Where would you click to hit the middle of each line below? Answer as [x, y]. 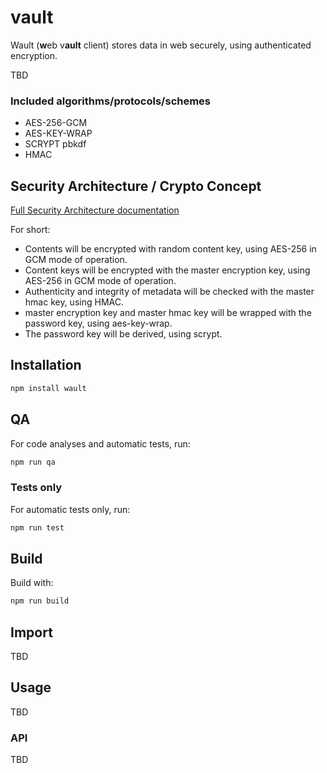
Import [31, 632]
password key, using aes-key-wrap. [98, 323]
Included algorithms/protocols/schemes [111, 101]
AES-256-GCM [56, 123]
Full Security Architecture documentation [95, 210]
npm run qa [33, 462]
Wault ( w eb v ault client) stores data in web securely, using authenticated [161, 45]
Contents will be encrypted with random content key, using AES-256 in [170, 249]
